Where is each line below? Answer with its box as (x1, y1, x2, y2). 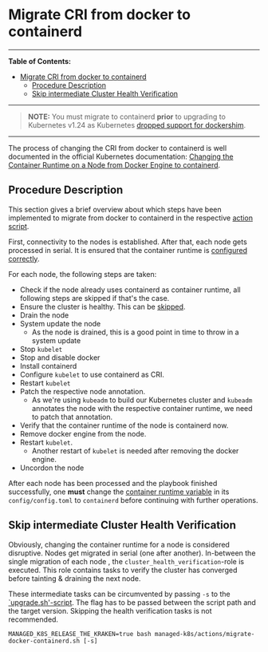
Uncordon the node (19, 463, 85, 472)
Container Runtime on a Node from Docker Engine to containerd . (8, 160, 221, 169)
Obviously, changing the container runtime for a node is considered (8, 539, 230, 549)
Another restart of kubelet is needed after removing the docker (31, 445, 239, 456)
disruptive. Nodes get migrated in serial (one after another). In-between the (8, 548, 256, 558)
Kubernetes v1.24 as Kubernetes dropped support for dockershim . (27, 120, 246, 129)
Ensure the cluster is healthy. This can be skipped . (19, 302, 186, 311)
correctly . (8, 254, 40, 263)
